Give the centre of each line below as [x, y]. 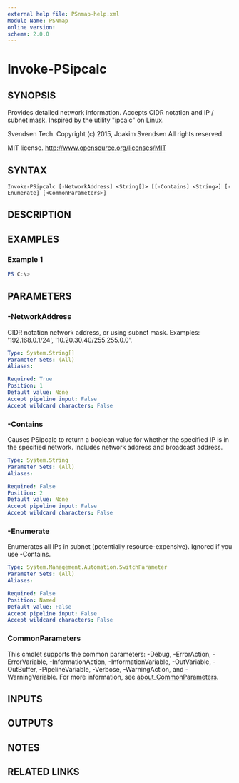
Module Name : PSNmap [38, 21]
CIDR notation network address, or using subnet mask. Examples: [104, 332]
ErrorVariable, [28, 662]
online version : [31, 27]
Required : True [30, 379]
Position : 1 [25, 386]
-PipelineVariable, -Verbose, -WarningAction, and [111, 669]
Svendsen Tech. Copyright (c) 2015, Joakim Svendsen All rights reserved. [116, 134]
